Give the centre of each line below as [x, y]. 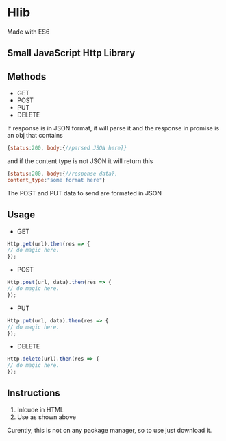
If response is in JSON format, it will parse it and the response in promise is [113, 128]
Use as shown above [47, 417]
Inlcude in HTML [40, 409]
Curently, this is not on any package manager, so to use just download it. [110, 430]
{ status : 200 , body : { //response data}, [62, 174]
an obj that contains [35, 136]
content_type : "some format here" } [56, 180]
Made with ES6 [28, 32]
